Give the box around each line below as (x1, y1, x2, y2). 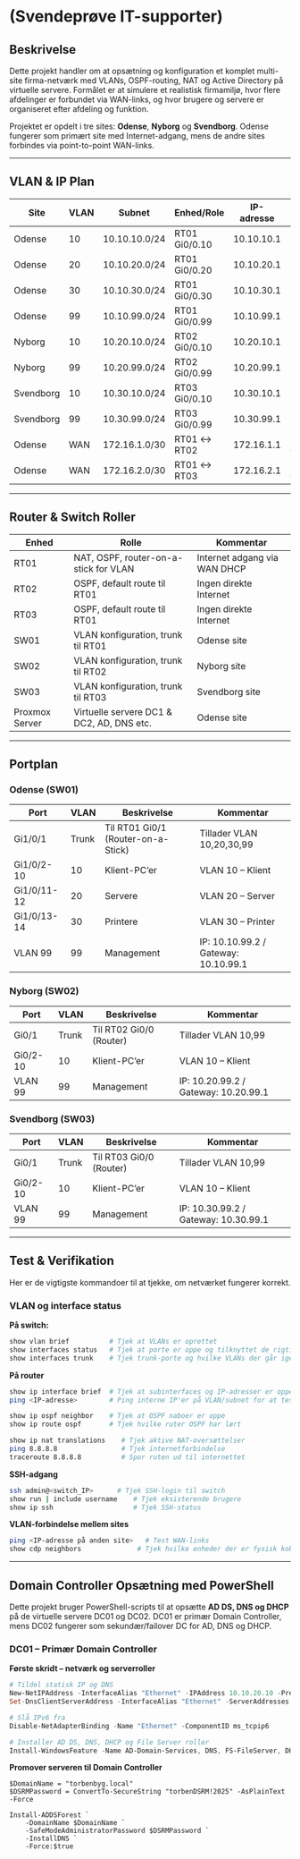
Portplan (9, 757, 59, 772)
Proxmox (13, 705, 51, 717)
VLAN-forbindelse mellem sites (9, 1519, 129, 1530)
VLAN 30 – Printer (199, 915, 275, 928)
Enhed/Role (173, 206, 225, 218)
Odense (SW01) (9, 783, 79, 795)
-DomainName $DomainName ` (25, 1819, 126, 1828)
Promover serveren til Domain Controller (9, 1762, 162, 1773)
